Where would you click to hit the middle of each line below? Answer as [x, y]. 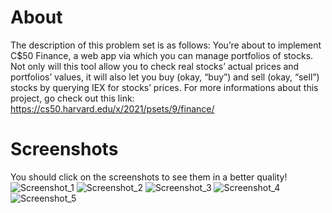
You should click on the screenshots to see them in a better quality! [149, 177]
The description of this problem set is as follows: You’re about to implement [166, 45]
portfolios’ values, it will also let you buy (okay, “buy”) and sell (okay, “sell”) [165, 77]
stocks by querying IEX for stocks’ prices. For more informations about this [164, 87]
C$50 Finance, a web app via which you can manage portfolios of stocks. [162, 55]
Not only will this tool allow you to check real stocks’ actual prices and [155, 66]
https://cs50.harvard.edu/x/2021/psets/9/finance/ [112, 108]
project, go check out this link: [72, 98]
